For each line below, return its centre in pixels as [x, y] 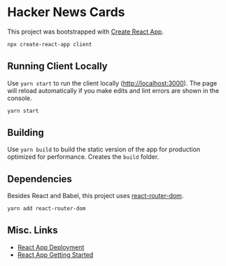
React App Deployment [51, 247]
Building [26, 133]
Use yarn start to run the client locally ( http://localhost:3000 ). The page [112, 83]
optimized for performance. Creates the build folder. [83, 157]
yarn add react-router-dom [47, 209]
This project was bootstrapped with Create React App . [86, 31]
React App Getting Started [55, 254]
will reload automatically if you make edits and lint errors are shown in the [113, 90]
